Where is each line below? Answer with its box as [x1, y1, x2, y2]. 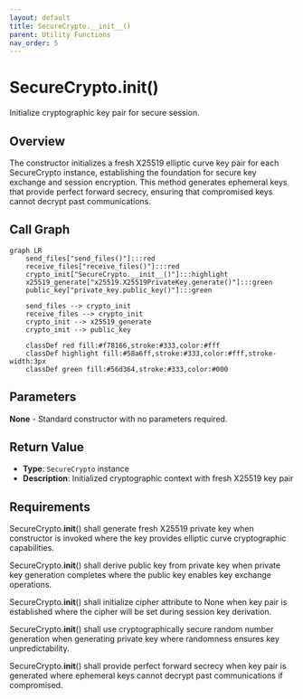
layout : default [9, 13, 71, 23]
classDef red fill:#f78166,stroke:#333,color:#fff [25, 341, 221, 350]
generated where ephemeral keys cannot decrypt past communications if [9, 670, 283, 681]
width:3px [9, 356, 47, 366]
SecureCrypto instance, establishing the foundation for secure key [9, 167, 257, 177]
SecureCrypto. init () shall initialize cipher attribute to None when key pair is [9, 597, 288, 608]
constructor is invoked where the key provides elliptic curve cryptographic [9, 533, 287, 543]
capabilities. [9, 543, 54, 553]
